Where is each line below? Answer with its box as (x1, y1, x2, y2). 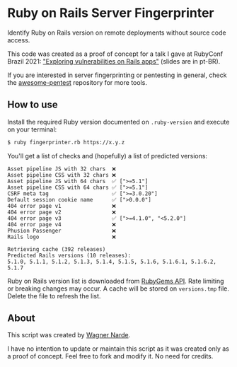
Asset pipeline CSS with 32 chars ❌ (7, 171, 117, 178)
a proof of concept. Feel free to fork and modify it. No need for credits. (7, 352, 214, 361)
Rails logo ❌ (7, 233, 117, 240)
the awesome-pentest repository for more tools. (7, 78, 147, 86)
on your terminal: (7, 125, 57, 134)
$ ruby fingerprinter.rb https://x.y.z (7, 139, 125, 146)
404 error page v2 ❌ (7, 209, 117, 216)
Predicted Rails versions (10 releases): (7, 252, 132, 259)
